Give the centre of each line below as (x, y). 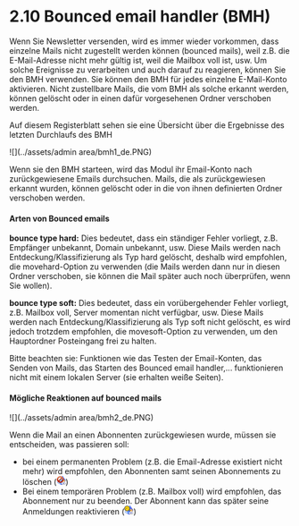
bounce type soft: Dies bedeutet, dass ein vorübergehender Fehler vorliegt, (149, 303)
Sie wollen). (31, 286)
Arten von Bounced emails (59, 218)
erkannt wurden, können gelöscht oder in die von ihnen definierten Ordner (146, 188)
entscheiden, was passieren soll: (69, 445)
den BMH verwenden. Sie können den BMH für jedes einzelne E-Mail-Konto (148, 79)
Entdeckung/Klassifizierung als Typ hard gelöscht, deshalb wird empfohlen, (148, 258)
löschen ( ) (45, 482)
